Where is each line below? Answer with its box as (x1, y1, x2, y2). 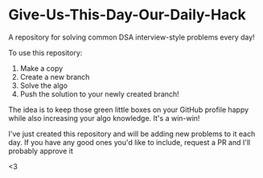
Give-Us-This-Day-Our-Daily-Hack (8, 6, 247, 24)
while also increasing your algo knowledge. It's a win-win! (8, 113, 200, 122)
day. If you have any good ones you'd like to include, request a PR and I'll (8, 137, 251, 147)
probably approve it (8, 146, 74, 155)
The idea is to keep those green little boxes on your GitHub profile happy (8, 105, 249, 114)
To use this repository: (8, 48, 83, 57)
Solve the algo (19, 81, 68, 90)
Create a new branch (19, 72, 90, 81)
